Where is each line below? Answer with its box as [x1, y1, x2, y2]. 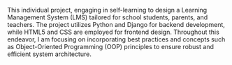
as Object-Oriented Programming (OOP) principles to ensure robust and [7, 43, 215, 50]
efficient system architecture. [7, 50, 92, 58]
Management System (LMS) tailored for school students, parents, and [7, 13, 208, 21]
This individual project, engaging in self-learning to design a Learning [7, 6, 208, 14]
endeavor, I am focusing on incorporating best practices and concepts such [7, 35, 226, 44]
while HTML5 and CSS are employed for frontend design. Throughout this [7, 28, 220, 36]
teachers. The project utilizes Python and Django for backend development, [7, 21, 226, 28]
